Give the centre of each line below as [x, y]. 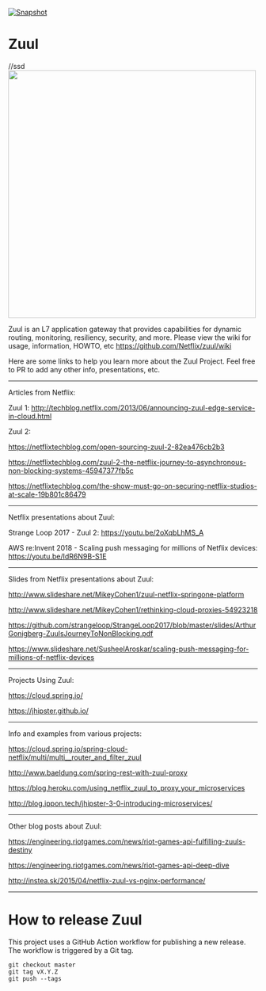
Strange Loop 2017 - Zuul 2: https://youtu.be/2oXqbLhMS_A [106, 532]
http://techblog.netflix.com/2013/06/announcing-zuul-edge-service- [143, 407]
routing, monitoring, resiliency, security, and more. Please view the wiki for [130, 337]
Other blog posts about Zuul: [55, 826]
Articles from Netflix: [42, 392]
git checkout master [42, 965]
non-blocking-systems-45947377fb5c [71, 471]
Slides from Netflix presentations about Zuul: [81, 579]
